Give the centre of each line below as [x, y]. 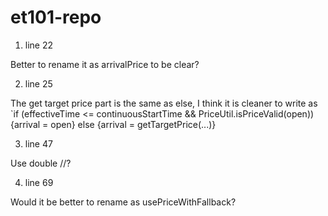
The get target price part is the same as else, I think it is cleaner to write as [164, 103]
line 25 [38, 83]
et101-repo [56, 17]
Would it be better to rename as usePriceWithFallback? [123, 202]
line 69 [39, 182]
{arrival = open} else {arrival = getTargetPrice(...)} [113, 124]
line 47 [38, 143]
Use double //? [41, 163]
